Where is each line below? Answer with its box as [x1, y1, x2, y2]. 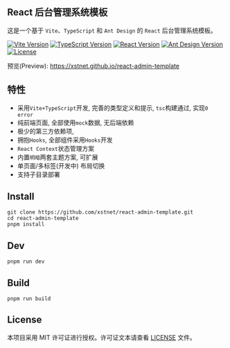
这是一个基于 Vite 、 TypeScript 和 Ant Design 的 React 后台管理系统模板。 [7, 26, 217, 35]
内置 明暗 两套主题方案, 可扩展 [17, 153, 98, 161]
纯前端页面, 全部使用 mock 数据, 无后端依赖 [17, 118, 134, 127]
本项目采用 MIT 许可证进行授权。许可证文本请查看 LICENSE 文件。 [7, 333, 196, 341]
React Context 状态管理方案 [17, 144, 95, 152]
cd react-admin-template [7, 215, 79, 222]
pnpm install [7, 221, 45, 228]
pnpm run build [7, 295, 51, 302]
